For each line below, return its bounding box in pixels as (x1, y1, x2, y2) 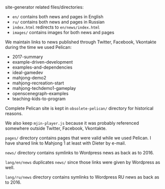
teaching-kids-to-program (12, 96, 66, 102)
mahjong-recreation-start (12, 80, 64, 86)
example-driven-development (12, 59, 73, 65)
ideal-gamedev (12, 70, 43, 76)
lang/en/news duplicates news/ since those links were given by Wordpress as (5, 159, 161, 165)
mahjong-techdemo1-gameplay (12, 85, 76, 91)
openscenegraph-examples (12, 91, 69, 96)
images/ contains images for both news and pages (12, 30, 115, 35)
